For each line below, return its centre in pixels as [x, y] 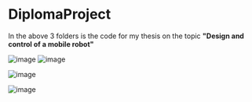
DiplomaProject [60, 14]
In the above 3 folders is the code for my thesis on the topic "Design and [126, 36]
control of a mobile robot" [51, 44]
